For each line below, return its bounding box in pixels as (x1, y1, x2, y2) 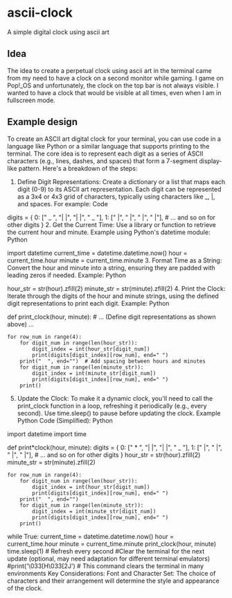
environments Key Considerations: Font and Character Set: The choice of (7, 569, 216, 577)
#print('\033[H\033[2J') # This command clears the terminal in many (7, 561, 204, 570)
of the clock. (7, 583, 43, 592)
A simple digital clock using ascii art (7, 28, 109, 36)
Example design (7, 116, 78, 128)
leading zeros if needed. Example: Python (7, 271, 126, 279)
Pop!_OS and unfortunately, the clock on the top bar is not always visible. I (7, 81, 219, 90)
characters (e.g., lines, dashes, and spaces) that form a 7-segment (7, 156, 198, 165)
